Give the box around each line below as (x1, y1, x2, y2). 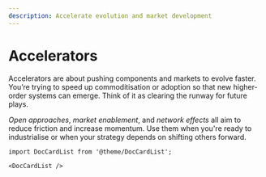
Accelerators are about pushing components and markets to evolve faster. (8, 74, 256, 83)
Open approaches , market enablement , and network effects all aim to (8, 115, 242, 124)
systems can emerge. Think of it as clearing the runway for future (28, 91, 247, 100)
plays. (8, 99, 28, 109)
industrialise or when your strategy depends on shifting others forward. (8, 132, 247, 141)
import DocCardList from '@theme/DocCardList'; (8, 147, 173, 156)
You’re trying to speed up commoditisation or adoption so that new (8, 82, 232, 91)
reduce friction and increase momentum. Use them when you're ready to (8, 123, 252, 133)
